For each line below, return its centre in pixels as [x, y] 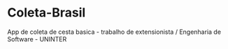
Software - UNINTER [37, 39]
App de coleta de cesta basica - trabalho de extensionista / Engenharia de [114, 32]
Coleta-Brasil [47, 13]
